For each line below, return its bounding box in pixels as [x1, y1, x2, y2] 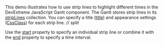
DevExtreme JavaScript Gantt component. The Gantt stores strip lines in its [5, 9, 157, 15]
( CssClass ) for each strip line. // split [5, 20, 80, 25]
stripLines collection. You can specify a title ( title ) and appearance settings [5, 15, 156, 20]
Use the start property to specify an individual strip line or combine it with [5, 29, 154, 35]
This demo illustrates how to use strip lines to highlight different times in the [5, 4, 159, 10]
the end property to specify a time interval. [5, 34, 92, 40]
